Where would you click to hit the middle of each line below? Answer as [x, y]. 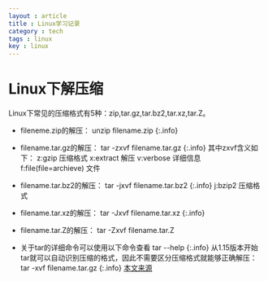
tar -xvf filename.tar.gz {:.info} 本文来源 [86, 268]
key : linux [28, 46]
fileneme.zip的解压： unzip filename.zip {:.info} [99, 130]
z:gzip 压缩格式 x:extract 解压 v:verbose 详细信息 [119, 158]
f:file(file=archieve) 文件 [60, 169]
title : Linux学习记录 [44, 24]
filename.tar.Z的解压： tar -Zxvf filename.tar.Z [97, 231]
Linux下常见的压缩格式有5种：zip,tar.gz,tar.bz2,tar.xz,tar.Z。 [109, 113]
